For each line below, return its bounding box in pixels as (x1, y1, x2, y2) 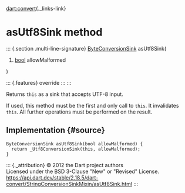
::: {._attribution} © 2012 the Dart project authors (6, 161, 123, 168)
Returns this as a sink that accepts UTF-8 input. (6, 91, 123, 98)
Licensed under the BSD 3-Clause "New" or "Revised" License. (6, 168, 160, 175)
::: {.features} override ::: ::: (6, 79, 72, 86)
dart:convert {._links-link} (6, 5, 66, 12)
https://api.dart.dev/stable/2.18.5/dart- (6, 174, 99, 181)
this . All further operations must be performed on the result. (6, 108, 153, 115)
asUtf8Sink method (6, 26, 103, 39)
